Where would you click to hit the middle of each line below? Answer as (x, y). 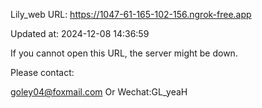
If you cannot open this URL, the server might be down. (124, 53)
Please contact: (42, 72)
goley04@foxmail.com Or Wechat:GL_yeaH (99, 92)
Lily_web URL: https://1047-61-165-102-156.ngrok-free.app (131, 14)
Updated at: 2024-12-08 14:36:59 (80, 33)
